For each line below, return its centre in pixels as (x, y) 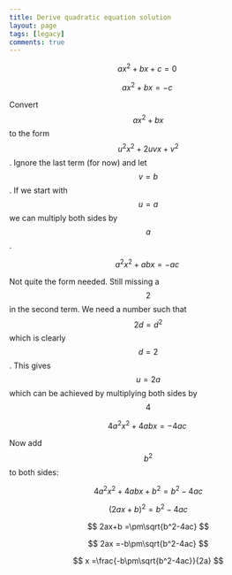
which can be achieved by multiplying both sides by (103, 394)
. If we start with (38, 190)
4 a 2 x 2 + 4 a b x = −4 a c (147, 425)
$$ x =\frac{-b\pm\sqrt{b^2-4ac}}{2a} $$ (148, 560)
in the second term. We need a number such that (98, 309)
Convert (24, 104)
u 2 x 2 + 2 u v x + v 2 (148, 148)
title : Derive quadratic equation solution (90, 17)
